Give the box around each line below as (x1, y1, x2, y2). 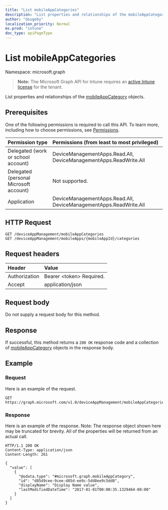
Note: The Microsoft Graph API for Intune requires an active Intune (17, 78, 155, 84)
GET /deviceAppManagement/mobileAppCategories (5, 231, 104, 236)
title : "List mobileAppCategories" (5, 7, 79, 13)
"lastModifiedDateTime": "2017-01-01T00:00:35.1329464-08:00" (18, 487, 151, 492)
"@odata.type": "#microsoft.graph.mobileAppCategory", (18, 474, 135, 479)
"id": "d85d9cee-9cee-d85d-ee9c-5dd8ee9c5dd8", (18, 478, 120, 483)
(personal (7, 174, 30, 181)
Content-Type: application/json (5, 447, 72, 452)
